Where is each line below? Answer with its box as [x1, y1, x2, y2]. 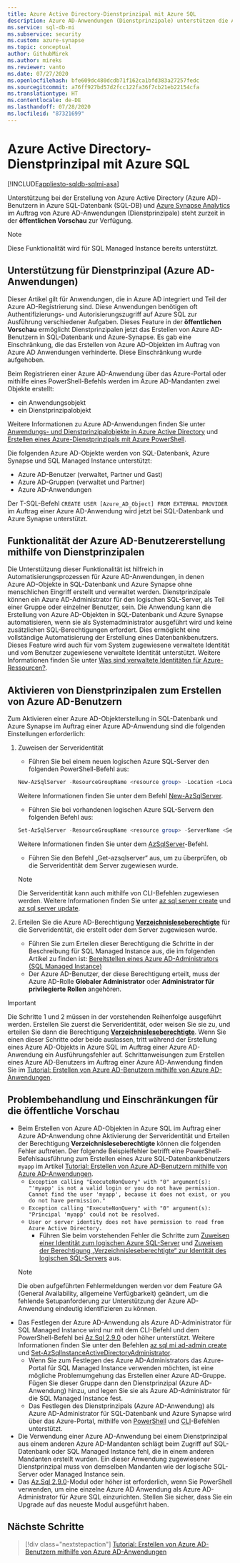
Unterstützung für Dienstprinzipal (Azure [7, 265, 195, 277]
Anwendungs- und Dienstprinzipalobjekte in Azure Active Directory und [7, 427, 219, 436]
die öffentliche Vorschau [7, 1105, 120, 1117]
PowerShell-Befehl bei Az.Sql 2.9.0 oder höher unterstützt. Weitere [17, 1333, 216, 1342]
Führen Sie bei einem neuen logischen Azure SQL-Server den [28, 758, 209, 766]
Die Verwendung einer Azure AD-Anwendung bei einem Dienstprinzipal [17, 1432, 228, 1440]
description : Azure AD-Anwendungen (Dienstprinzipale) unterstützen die [7, 17, 229, 24]
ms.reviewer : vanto [7, 64, 66, 71]
